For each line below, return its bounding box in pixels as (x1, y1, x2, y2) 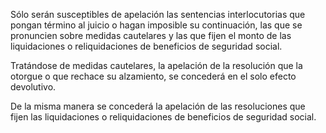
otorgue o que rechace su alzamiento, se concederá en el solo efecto (10, 70, 297, 82)
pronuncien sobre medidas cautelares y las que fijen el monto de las (10, 30, 292, 41)
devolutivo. (10, 81, 57, 93)
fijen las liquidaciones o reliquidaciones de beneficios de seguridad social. (10, 111, 317, 123)
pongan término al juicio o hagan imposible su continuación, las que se (10, 19, 303, 31)
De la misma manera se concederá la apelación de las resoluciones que (10, 100, 306, 112)
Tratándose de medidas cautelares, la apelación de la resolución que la (10, 60, 303, 71)
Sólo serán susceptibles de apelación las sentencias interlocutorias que (10, 9, 306, 20)
